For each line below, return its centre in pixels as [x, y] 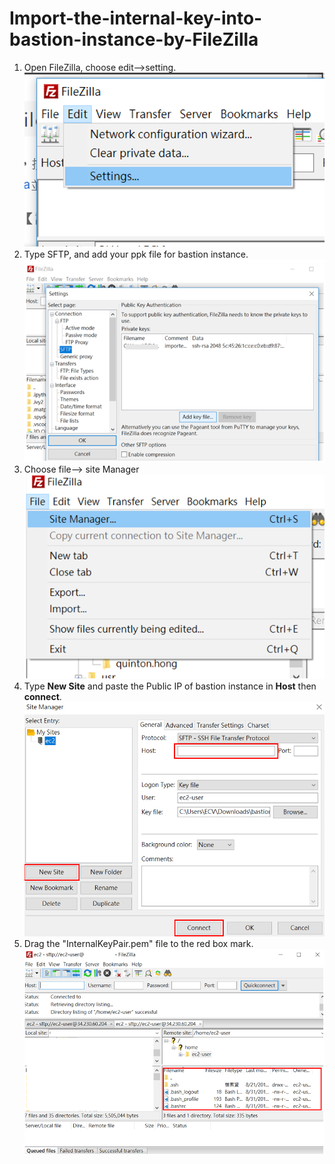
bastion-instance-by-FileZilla [134, 39]
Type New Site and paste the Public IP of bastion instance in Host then [170, 686]
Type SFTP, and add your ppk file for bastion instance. [136, 254]
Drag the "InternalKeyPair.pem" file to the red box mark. [138, 943]
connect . [42, 697]
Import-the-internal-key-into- [136, 18]
